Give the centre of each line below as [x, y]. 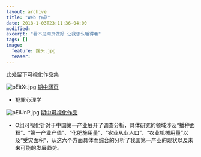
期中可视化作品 [59, 112]
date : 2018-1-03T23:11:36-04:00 [46, 23]
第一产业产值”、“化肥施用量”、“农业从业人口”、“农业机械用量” [107, 132]
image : [14, 46]
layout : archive [26, 12]
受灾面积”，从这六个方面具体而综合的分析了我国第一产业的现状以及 [105, 140]
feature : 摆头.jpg [34, 51]
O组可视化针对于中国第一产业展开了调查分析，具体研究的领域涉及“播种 [102, 125]
